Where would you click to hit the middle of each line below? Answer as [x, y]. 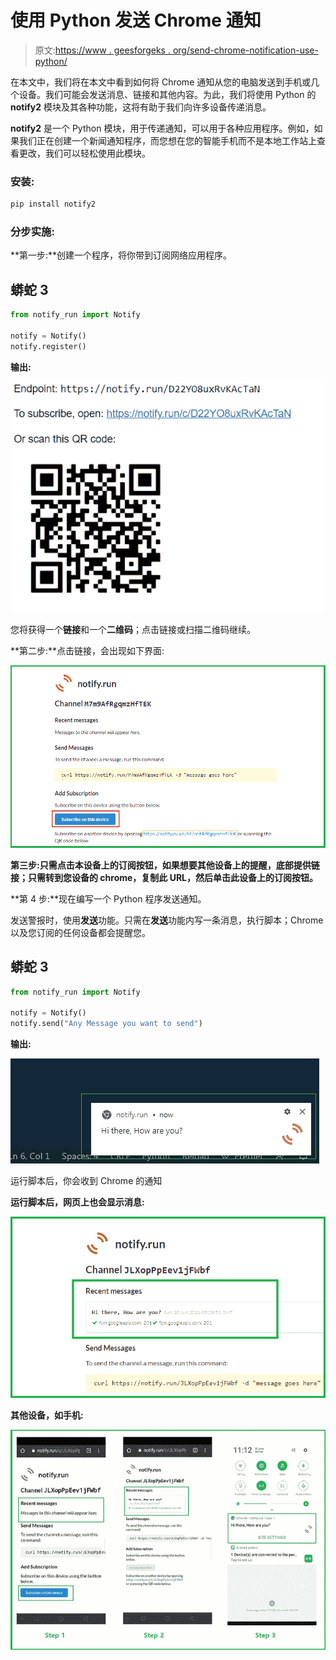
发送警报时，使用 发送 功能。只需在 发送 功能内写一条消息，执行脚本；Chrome [167, 920]
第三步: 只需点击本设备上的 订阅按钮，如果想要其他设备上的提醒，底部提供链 [165, 865]
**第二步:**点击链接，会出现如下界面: [87, 651]
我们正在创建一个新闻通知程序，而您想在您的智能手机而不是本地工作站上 [167, 140]
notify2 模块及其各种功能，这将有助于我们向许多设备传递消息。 [141, 107]
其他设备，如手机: [47, 1415]
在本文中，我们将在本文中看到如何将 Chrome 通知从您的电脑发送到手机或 [161, 82]
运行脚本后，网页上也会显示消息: [77, 1202]
